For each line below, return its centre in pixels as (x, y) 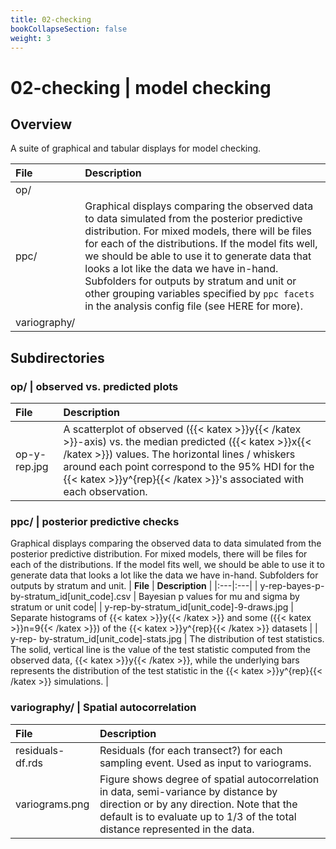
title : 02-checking (51, 19)
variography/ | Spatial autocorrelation (103, 708)
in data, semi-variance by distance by (188, 791)
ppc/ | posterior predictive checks (95, 521)
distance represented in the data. (177, 829)
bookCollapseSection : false (69, 29)
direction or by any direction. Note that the (198, 804)
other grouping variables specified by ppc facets (199, 294)
